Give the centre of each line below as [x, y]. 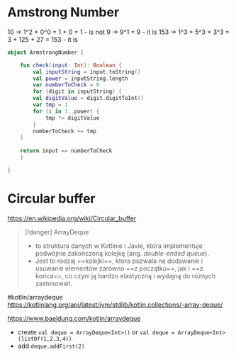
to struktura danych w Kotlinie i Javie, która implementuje [119, 246]
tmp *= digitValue [72, 118]
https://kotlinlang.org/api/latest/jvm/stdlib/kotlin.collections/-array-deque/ [115, 305]
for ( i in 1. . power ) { [66, 111]
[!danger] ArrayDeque [57, 232]
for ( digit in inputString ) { [77, 92]
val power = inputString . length [81, 79]
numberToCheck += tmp [65, 131]
